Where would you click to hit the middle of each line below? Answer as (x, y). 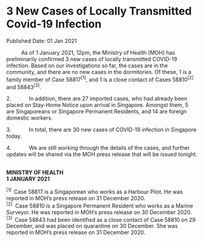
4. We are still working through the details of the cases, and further (98, 148)
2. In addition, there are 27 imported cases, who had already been (97, 99)
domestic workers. (30, 118)
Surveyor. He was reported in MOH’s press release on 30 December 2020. (99, 212)
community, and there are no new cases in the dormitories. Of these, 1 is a (99, 72)
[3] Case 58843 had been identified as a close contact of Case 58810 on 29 (101, 219)
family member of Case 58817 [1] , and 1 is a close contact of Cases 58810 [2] (100, 79)
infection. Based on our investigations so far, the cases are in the (87, 66)
